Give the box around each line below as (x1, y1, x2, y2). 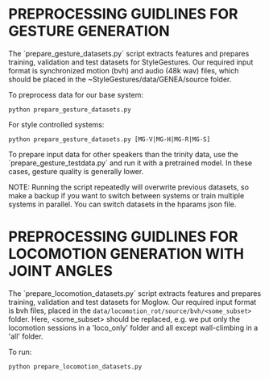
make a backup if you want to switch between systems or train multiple (8, 190, 245, 200)
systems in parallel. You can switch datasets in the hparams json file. (8, 199, 237, 209)
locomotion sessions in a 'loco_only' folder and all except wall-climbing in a (8, 323, 259, 332)
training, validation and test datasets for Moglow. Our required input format (8, 297, 257, 306)
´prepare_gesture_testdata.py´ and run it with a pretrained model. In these (8, 158, 252, 168)
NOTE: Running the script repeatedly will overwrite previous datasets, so (8, 182, 250, 192)
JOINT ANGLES (8, 262, 113, 281)
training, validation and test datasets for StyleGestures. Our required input (8, 57, 254, 67)
